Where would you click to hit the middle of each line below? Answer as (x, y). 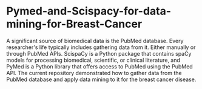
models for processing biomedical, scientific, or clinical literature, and (93, 60)
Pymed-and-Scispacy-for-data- (89, 11)
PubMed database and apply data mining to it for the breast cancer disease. (101, 79)
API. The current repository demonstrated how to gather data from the (94, 73)
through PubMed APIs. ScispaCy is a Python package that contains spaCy (99, 53)
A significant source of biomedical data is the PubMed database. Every (95, 41)
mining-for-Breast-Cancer (74, 24)
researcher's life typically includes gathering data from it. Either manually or (101, 47)
